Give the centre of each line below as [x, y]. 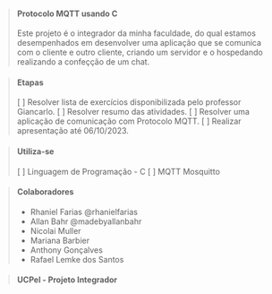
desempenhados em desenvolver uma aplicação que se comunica [139, 43]
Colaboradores [45, 192]
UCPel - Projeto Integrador [67, 280]
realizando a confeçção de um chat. [83, 62]
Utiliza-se [35, 151]
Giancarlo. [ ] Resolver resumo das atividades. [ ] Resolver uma [133, 112]
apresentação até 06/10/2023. [72, 131]
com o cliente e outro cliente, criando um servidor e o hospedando [140, 52]
